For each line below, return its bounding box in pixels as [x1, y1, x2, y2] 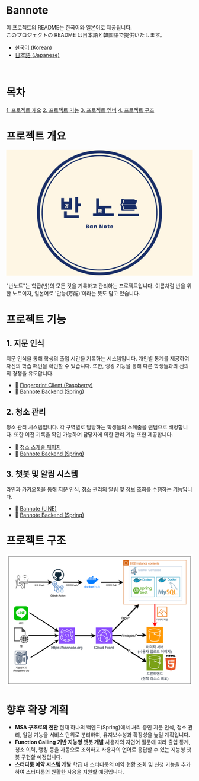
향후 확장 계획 [6, 703, 69, 716]
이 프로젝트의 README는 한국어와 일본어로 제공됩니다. [6, 24, 132, 31]
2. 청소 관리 [6, 407, 46, 417]
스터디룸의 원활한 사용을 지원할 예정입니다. [25, 769, 124, 776]
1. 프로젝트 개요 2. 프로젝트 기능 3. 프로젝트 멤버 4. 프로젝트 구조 [6, 106, 155, 113]
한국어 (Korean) [14, 44, 52, 51]
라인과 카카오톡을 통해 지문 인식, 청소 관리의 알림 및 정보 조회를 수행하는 [6, 486, 172, 493]
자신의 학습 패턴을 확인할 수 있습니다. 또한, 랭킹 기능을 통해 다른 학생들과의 [6, 362, 178, 369]
